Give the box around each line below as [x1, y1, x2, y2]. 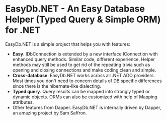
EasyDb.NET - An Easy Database [5, 3, 145, 15]
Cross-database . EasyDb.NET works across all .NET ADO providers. [12, 72, 155, 78]
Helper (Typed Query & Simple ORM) [5, 14, 161, 25]
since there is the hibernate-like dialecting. [12, 83, 102, 89]
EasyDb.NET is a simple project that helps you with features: [5, 41, 131, 47]
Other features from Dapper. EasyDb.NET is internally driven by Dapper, [12, 104, 162, 110]
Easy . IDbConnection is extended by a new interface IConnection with [12, 51, 158, 57]
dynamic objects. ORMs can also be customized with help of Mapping [12, 94, 157, 100]
